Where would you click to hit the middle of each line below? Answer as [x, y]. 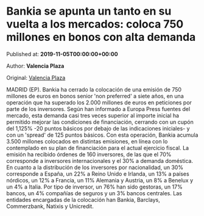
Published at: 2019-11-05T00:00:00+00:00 [62, 54]
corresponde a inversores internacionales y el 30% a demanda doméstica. [100, 160]
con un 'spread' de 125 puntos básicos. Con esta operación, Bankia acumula [102, 135]
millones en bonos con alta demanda [101, 37]
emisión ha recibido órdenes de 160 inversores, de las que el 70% [89, 154]
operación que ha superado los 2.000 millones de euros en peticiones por [99, 103]
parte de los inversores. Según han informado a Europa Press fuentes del [98, 109]
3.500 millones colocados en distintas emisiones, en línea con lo [87, 141]
